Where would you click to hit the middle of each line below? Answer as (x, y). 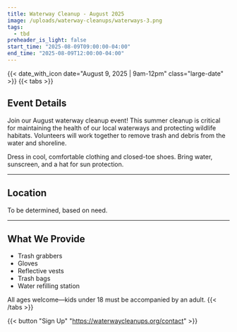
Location (27, 193)
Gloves (28, 263)
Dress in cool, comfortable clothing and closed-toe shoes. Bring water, (110, 156)
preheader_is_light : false (47, 40)
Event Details (37, 103)
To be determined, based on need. (57, 210)
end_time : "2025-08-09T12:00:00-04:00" (66, 54)
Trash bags (34, 279)
